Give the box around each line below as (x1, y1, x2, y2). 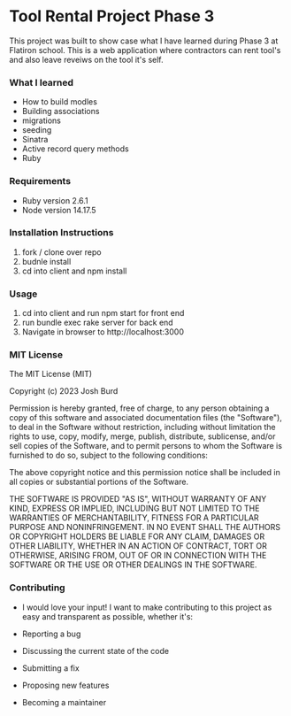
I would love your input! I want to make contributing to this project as (21, 602, 272, 612)
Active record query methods (21, 143, 130, 154)
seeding (21, 125, 52, 135)
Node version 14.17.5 (21, 204, 96, 215)
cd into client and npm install (21, 266, 127, 276)
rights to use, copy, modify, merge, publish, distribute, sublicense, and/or (9, 431, 276, 442)
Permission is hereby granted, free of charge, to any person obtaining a (9, 403, 270, 413)
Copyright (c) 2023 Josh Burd (9, 386, 119, 396)
